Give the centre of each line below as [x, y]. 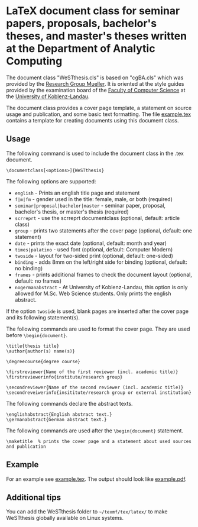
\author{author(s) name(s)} [41, 351]
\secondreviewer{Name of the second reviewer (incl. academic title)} [95, 387]
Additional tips [33, 497]
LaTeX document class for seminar [93, 11]
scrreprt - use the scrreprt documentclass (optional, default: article [97, 218]
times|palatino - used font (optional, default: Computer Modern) [94, 249]
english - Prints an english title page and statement [77, 193]
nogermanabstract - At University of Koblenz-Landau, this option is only [101, 287]
